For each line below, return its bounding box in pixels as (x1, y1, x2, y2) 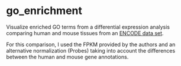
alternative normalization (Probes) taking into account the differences (6, 47, 176, 54)
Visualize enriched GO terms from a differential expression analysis (6, 23, 170, 30)
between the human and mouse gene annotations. (6, 53, 129, 60)
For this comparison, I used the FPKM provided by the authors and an (6, 41, 176, 48)
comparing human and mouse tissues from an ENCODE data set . (6, 29, 164, 36)
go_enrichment (6, 4, 83, 18)
